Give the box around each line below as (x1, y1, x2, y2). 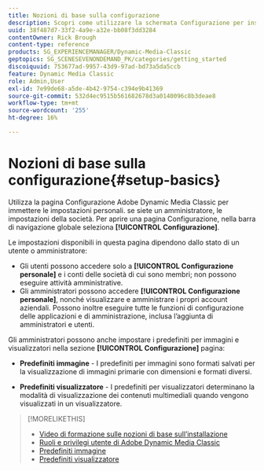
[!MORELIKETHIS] (27, 414, 86, 423)
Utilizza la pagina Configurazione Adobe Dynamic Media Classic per (8, 197, 229, 207)
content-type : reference (8, 41, 90, 49)
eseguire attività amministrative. (19, 278, 123, 287)
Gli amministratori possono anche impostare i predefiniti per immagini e (8, 335, 240, 344)
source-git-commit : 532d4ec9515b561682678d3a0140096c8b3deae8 (8, 92, 216, 100)
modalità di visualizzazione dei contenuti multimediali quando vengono (19, 390, 249, 399)
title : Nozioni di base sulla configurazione (8, 11, 159, 20)
